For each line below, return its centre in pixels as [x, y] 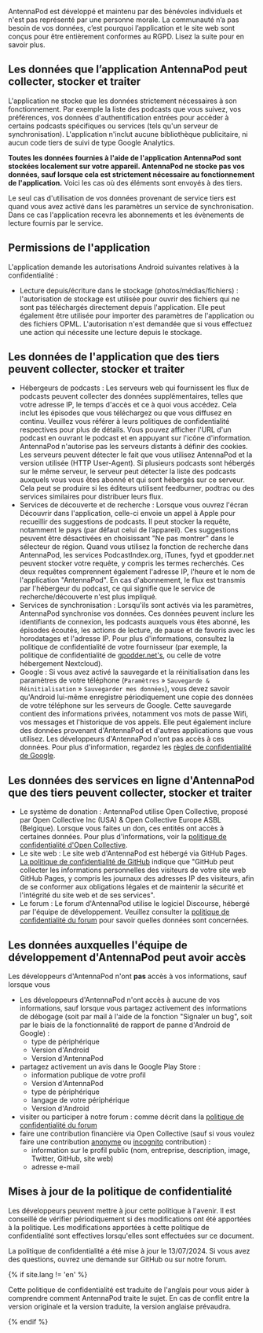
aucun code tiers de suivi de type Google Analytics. [91, 142]
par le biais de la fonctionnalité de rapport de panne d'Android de [125, 1025]
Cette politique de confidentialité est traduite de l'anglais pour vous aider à [129, 1290]
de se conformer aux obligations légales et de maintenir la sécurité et [131, 887]
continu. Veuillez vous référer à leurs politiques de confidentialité [124, 422]
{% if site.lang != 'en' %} [48, 1274]
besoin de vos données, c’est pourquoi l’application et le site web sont [122, 28]
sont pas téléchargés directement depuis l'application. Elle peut [122, 307]
